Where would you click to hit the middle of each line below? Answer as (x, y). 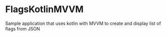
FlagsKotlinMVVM (45, 9)
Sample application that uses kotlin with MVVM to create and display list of (83, 23)
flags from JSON (23, 28)
